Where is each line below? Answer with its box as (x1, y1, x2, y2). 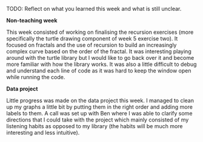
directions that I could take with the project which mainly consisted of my (6, 116, 189, 123)
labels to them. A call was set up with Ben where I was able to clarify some (6, 110, 193, 117)
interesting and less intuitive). (6, 129, 80, 136)
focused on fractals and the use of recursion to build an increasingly (6, 42, 177, 48)
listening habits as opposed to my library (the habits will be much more (6, 123, 183, 129)
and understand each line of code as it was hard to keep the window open (6, 67, 191, 74)
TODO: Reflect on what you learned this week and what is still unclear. (6, 5, 182, 12)
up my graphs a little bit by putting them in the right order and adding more (6, 103, 193, 111)
